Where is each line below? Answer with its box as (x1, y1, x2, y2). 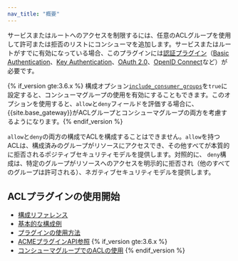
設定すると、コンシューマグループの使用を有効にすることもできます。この (7, 90, 224, 99)
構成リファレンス (17, 211, 68, 219)
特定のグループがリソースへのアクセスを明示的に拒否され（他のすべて (26, 159, 231, 167)
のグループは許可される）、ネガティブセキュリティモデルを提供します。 (7, 168, 215, 176)
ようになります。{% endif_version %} (13, 117, 123, 125)
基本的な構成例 (17, 220, 62, 228)
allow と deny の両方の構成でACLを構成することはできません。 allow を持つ (7, 132, 221, 141)
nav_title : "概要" (7, 10, 60, 18)
